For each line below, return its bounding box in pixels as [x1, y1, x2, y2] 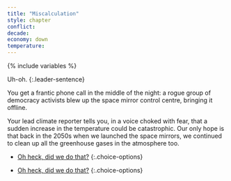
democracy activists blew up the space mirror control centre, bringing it [7, 96, 213, 104]
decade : [7, 29, 30, 37]
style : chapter [7, 17, 51, 24]
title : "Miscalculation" [7, 10, 79, 17]
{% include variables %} [7, 62, 77, 70]
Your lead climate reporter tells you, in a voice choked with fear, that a [7, 117, 207, 125]
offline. [7, 104, 28, 111]
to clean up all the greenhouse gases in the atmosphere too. [7, 139, 180, 147]
